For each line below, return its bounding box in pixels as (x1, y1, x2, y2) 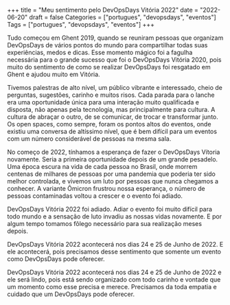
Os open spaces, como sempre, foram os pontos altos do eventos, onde (7, 120, 211, 128)
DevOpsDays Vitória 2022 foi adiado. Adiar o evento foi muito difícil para (7, 205, 213, 213)
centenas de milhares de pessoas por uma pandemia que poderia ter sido (7, 170, 216, 178)
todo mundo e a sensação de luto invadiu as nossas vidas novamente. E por (7, 212, 222, 221)
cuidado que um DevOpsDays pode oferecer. (7, 290, 135, 298)
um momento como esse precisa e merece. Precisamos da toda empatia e (7, 283, 218, 291)
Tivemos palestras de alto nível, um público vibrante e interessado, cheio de (7, 84, 223, 91)
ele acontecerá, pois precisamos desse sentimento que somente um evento (7, 247, 222, 256)
